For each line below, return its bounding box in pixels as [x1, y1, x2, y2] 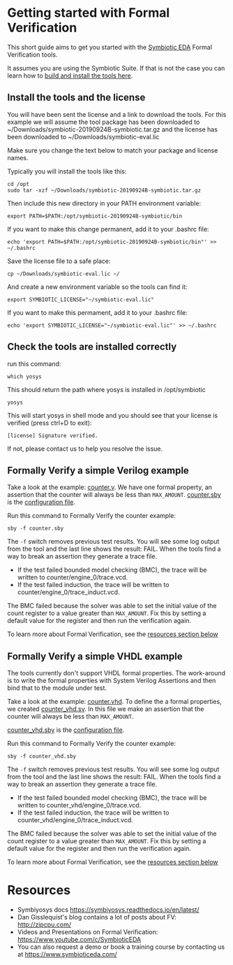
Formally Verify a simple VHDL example [7, 650, 183, 662]
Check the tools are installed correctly [7, 341, 177, 353]
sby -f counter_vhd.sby [7, 753, 77, 760]
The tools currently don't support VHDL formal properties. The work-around [7, 669, 225, 677]
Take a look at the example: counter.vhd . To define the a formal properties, [7, 698, 222, 706]
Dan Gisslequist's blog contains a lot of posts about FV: [17, 913, 176, 922]
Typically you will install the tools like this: [7, 167, 127, 176]
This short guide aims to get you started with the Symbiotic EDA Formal [7, 43, 213, 51]
